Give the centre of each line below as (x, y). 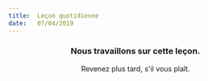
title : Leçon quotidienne (54, 16)
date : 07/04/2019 (41, 23)
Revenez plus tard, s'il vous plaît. (135, 68)
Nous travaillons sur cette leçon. (135, 51)
